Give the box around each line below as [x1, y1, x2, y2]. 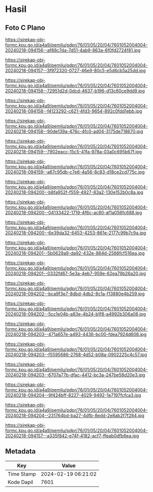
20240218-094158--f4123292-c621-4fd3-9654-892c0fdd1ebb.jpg [5, 108, 143, 114]
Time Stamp [7, 471, 36, 478]
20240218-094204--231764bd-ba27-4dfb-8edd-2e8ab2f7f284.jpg [5, 413, 145, 418]
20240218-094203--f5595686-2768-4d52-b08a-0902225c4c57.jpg [5, 352, 147, 358]
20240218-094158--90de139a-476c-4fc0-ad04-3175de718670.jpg [5, 128, 144, 134]
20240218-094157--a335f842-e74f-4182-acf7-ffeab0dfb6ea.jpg [5, 433, 140, 439]
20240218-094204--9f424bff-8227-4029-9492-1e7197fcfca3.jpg [5, 392, 141, 398]
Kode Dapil [7, 479, 33, 486]
